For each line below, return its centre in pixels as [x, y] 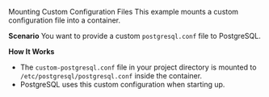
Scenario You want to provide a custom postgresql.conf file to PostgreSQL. [134, 36]
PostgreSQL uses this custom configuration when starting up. [122, 84]
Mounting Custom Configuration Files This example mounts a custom [124, 12]
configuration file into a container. [65, 20]
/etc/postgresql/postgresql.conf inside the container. [111, 76]
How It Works [32, 51]
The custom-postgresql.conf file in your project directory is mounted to [138, 67]
